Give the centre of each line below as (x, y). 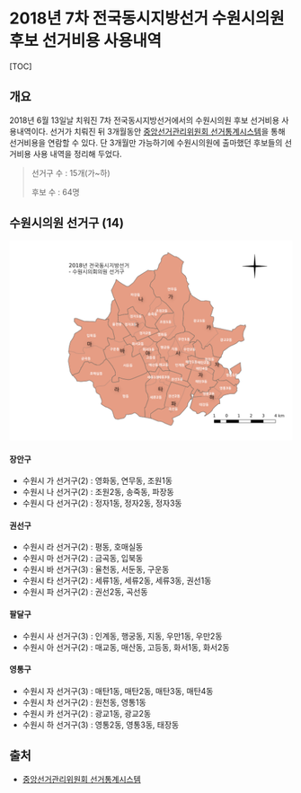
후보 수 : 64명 (55, 192)
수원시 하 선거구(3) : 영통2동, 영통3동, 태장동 (101, 725)
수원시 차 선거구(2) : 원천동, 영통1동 (84, 702)
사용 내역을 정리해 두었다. (78, 154)
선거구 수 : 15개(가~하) (71, 172)
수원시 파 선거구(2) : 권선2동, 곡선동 (85, 592)
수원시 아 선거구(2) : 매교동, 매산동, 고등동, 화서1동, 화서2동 (126, 647)
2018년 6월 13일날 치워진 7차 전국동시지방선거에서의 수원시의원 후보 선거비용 (145, 120)
